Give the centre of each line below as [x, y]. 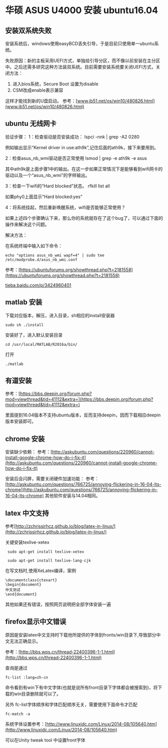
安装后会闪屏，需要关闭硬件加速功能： [45, 479]
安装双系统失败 [28, 30]
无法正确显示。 [25, 641]
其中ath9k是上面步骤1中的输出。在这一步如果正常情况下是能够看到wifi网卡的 [84, 169]
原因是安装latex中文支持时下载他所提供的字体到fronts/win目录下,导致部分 [81, 635]
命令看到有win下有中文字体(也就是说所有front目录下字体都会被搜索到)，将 [81, 687]
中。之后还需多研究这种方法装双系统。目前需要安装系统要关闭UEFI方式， [80, 67]
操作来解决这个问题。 [27, 224]
